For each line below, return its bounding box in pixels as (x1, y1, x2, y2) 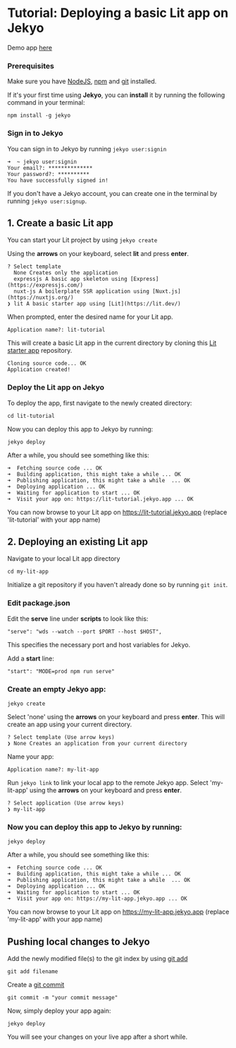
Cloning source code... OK (7, 360, 87, 367)
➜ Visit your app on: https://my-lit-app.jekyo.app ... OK (7, 895, 188, 902)
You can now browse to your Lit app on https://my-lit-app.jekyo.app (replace (7, 907, 230, 916)
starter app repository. (7, 347, 73, 355)
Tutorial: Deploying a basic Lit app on (7, 5, 229, 21)
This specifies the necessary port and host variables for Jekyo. (7, 640, 191, 648)
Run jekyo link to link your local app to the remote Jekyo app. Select (7, 779, 209, 787)
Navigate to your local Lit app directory (7, 554, 120, 563)
